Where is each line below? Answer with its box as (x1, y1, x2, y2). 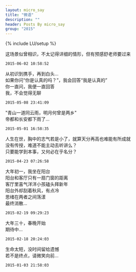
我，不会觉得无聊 (5, 90, 41, 96)
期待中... (5, 227, 23, 233)
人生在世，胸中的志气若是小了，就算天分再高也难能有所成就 (5, 136, 131, 142)
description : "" (5, 17, 40, 22)
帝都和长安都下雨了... (5, 116, 50, 122)
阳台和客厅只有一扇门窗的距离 (5, 175, 68, 181)
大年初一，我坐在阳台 (5, 168, 50, 175)
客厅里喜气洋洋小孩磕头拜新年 (5, 181, 68, 187)
